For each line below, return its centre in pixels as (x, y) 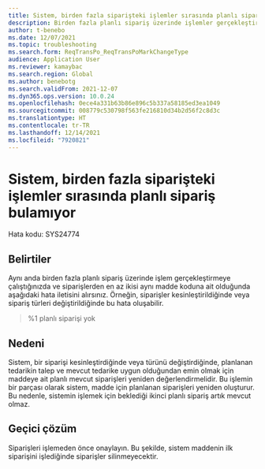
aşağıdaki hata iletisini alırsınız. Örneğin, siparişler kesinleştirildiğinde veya (129, 295)
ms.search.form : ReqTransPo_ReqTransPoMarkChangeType (99, 52)
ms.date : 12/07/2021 (42, 37)
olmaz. (19, 404)
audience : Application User (54, 60)
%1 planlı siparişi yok (62, 318)
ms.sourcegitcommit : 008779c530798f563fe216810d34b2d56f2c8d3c (114, 111)
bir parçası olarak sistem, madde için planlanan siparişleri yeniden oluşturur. (131, 388)
